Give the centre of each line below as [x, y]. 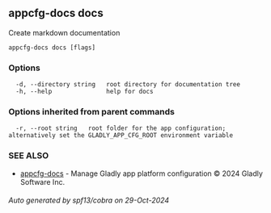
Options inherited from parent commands [92, 112]
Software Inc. [42, 182]
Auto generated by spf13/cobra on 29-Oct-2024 [89, 200]
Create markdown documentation [64, 32]
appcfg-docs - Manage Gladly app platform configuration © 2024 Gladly [141, 173]
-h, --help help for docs [85, 92]
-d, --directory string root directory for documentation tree [128, 85]
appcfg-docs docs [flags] [52, 48]
